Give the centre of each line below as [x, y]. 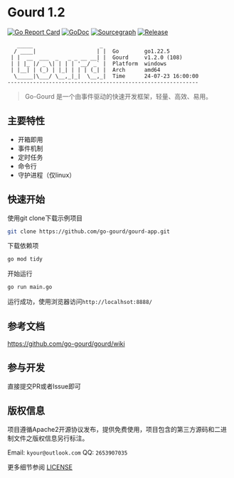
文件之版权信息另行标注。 [51, 438]
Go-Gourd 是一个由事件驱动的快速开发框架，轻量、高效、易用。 [118, 96]
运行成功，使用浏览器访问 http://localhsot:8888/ [80, 302]
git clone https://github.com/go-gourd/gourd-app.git [89, 232]
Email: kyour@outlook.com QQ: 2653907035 [68, 452]
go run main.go [30, 287]
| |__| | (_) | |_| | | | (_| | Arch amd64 [85, 70]
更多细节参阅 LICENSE [40, 467]
